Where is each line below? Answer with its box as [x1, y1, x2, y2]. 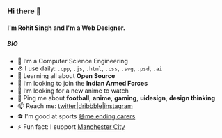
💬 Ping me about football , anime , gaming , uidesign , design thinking [17, 94, 216, 102]
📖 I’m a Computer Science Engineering [17, 57, 129, 66]
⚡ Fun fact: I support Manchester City [17, 123, 125, 131]
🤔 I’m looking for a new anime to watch [17, 86, 129, 95]
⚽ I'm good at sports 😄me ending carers [17, 112, 136, 121]
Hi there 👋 [7, 6, 42, 16]
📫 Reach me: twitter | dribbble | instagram [17, 102, 134, 110]
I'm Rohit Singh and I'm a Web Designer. [7, 24, 125, 32]
